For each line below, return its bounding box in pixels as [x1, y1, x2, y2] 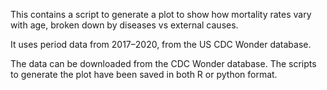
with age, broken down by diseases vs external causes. [10, 19, 239, 31]
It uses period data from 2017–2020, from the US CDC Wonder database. [10, 39, 312, 50]
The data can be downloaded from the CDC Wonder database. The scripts [10, 58, 317, 69]
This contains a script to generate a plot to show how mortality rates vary [10, 9, 312, 20]
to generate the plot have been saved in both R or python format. [10, 69, 278, 80]
